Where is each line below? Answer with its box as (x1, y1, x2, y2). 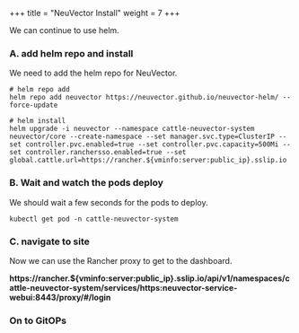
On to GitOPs (9, 314, 67, 327)
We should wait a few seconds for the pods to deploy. (9, 197, 208, 207)
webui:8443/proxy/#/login (9, 292, 111, 302)
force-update (9, 101, 58, 110)
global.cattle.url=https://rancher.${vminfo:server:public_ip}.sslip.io (9, 156, 287, 165)
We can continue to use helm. (9, 25, 119, 35)
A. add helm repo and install (9, 47, 134, 59)
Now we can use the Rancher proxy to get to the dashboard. (9, 255, 233, 266)
